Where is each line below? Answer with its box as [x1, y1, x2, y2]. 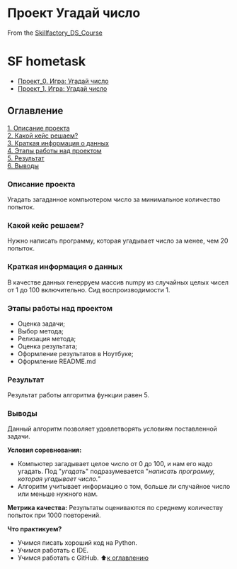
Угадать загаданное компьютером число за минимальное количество [7, 195, 221, 204]
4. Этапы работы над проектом [7, 146, 102, 155]
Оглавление [7, 105, 64, 117]
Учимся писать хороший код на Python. [17, 538, 138, 547]
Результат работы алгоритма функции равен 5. [7, 391, 150, 399]
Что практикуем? [7, 525, 62, 534]
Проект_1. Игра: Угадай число [17, 84, 108, 93]
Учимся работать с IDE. [17, 546, 89, 555]
